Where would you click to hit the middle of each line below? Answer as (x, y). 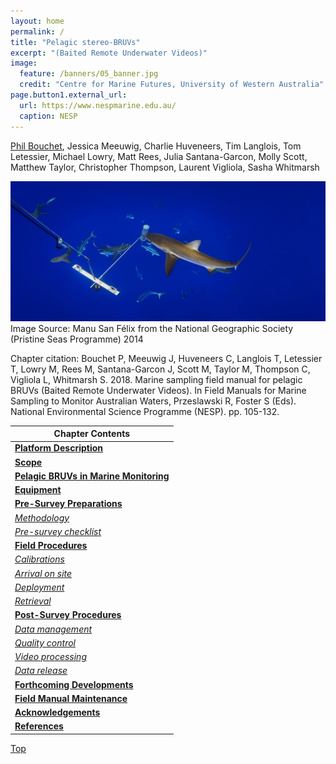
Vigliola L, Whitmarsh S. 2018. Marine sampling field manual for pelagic (156, 379)
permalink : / (37, 31)
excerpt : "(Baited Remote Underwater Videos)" (109, 53)
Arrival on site (43, 573)
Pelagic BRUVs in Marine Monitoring (92, 476)
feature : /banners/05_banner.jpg (89, 74)
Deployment (39, 587)
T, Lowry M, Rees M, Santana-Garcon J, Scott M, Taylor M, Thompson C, (160, 369)
